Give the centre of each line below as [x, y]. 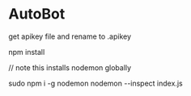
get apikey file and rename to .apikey [70, 36]
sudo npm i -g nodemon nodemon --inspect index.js [96, 83]
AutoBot [37, 14]
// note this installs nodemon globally [70, 67]
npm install [27, 52]
